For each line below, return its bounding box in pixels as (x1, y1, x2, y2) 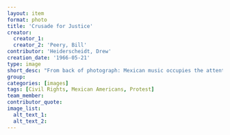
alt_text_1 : (13, 111, 48, 118)
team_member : (7, 93, 44, 100)
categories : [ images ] (7, 80, 69, 87)
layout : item (7, 10, 44, 17)
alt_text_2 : (13, 117, 48, 125)
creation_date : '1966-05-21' (7, 55, 90, 61)
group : (7, 73, 26, 80)
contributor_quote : (7, 99, 63, 106)
